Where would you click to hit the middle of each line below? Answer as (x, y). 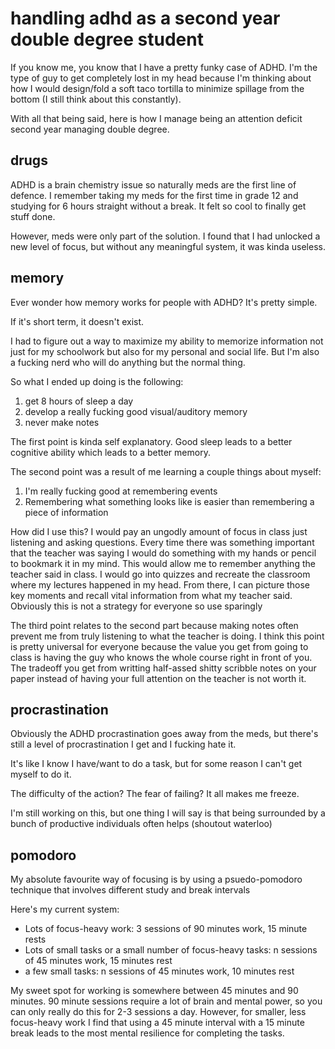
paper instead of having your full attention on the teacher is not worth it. (158, 678)
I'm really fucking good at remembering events (121, 491)
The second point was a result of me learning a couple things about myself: (166, 471)
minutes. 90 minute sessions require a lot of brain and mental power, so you (166, 1001)
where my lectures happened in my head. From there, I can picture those (160, 584)
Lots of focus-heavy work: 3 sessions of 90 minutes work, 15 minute (166, 929)
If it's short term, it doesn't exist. (77, 321)
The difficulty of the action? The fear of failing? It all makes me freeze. (155, 794)
